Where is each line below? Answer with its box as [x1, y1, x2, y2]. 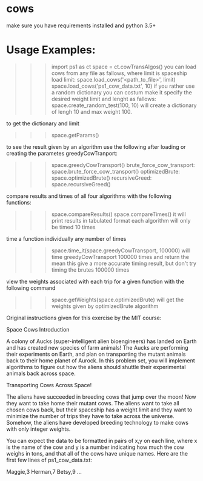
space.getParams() [51, 131, 99, 139]
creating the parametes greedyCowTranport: [6, 149, 118, 157]
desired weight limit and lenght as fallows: [51, 95, 156, 102]
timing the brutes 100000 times [51, 266, 130, 273]
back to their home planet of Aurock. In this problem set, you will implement [6, 356, 195, 364]
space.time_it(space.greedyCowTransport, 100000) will [51, 247, 190, 254]
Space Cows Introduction [6, 326, 70, 333]
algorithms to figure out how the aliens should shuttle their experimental [6, 363, 186, 370]
